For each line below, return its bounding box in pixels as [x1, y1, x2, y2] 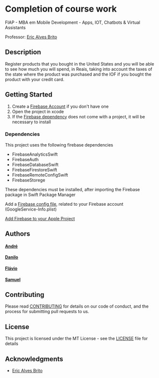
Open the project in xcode [12, 108, 64, 115]
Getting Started [5, 91, 53, 99]
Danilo [5, 254, 18, 260]
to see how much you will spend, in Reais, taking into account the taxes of [5, 66, 153, 72]
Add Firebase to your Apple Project [5, 215, 75, 221]
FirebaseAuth [12, 156, 39, 162]
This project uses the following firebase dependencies [5, 142, 114, 148]
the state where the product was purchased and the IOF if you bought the [5, 71, 152, 77]
